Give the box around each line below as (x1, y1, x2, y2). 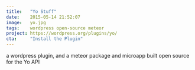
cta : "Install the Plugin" (6, 36, 83, 42)
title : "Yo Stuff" (6, 8, 57, 15)
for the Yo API (6, 58, 40, 65)
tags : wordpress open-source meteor (6, 25, 105, 31)
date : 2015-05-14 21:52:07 (6, 14, 81, 20)
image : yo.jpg (6, 19, 46, 25)
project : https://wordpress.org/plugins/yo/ (6, 31, 118, 36)
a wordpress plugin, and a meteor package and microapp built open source (6, 52, 190, 59)
